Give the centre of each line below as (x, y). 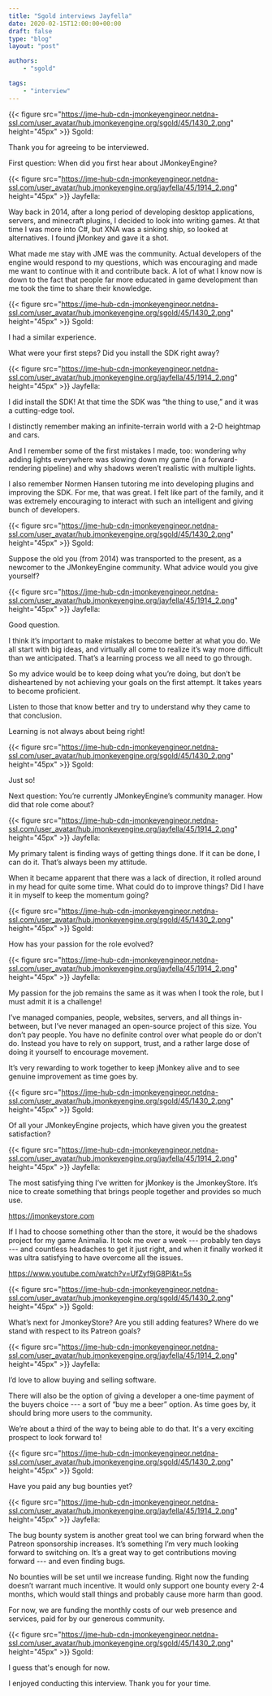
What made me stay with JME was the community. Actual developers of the (135, 253)
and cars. (24, 435)
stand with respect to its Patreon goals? (75, 1331)
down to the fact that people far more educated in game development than (133, 279)
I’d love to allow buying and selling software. (82, 1380)
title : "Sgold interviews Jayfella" (70, 16)
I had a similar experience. (52, 337)
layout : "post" (34, 46)
